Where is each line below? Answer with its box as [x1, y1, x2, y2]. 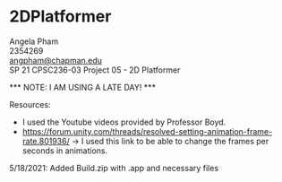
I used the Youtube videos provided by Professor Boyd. [21, 117, 226, 127]
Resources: [9, 99, 51, 109]
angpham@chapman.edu [9, 55, 103, 65]
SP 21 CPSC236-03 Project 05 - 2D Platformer [9, 65, 181, 75]
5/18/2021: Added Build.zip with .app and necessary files [9, 162, 219, 173]
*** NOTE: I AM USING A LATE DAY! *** [9, 82, 157, 92]
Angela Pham [9, 36, 59, 47]
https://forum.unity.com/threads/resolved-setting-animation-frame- [21, 126, 273, 136]
